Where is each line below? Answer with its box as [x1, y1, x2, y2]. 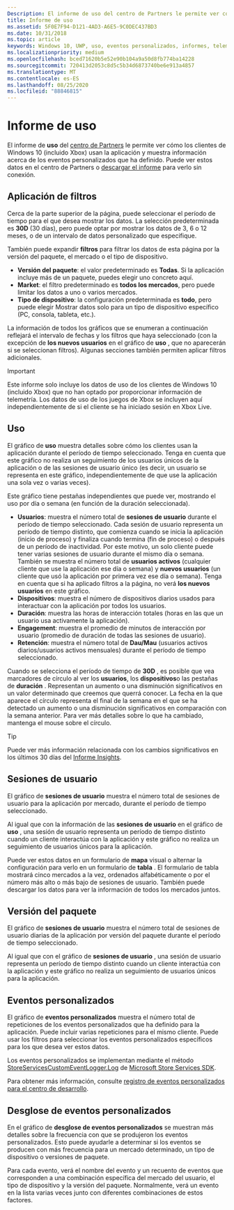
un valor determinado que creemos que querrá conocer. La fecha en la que [7, 689, 223, 697]
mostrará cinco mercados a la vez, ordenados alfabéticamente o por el [7, 870, 210, 878]
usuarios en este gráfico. [17, 587, 91, 595]
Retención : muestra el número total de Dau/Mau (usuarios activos [17, 638, 208, 646]
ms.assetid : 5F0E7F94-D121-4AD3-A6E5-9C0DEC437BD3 [7, 23, 157, 30]
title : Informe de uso [7, 17, 73, 24]
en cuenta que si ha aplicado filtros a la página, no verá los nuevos [17, 579, 210, 587]
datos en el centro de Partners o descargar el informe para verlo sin [7, 163, 202, 171]
